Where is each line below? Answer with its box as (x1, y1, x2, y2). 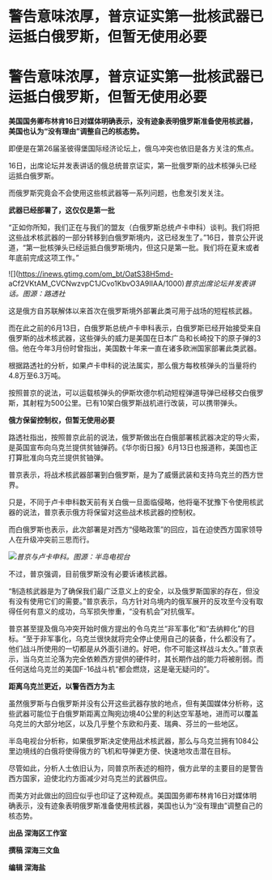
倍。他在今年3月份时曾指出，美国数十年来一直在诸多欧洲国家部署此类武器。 (8, 343, 261, 353)
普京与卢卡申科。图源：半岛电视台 (16, 552, 130, 562)
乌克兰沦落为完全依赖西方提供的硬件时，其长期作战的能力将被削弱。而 (29, 654, 264, 664)
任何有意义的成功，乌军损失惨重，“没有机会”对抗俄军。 (15, 606, 200, 616)
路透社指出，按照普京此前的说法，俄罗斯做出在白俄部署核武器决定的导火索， (8, 432, 264, 442)
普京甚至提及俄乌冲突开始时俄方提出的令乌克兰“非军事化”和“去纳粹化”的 (8, 624, 249, 634)
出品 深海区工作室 (8, 828, 67, 838)
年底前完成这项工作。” (8, 253, 79, 263)
